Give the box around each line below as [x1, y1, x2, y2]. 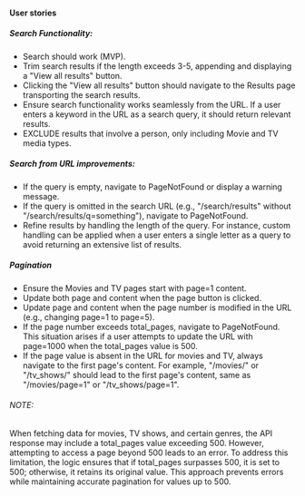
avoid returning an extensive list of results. [22, 238, 182, 249]
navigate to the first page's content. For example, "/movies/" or [22, 359, 260, 371]
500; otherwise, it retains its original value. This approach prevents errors [9, 466, 284, 477]
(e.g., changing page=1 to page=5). [22, 311, 155, 322]
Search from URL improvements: [9, 159, 136, 170]
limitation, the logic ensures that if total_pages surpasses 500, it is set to [9, 456, 280, 467]
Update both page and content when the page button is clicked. [22, 292, 261, 303]
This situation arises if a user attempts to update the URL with [22, 331, 253, 342]
